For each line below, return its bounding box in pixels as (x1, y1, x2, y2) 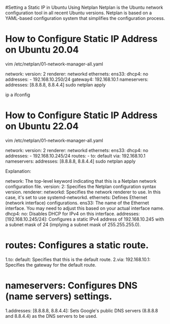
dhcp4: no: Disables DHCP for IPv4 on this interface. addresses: (5, 210, 140, 217)
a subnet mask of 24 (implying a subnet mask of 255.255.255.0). (5, 221, 141, 227)
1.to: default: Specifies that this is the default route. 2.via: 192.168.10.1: (5, 256, 151, 263)
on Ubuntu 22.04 (5, 120, 79, 132)
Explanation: (5, 168, 32, 174)
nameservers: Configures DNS (5, 280, 138, 291)
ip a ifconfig (5, 92, 31, 98)
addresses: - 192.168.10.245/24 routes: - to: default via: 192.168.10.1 (5, 153, 146, 159)
